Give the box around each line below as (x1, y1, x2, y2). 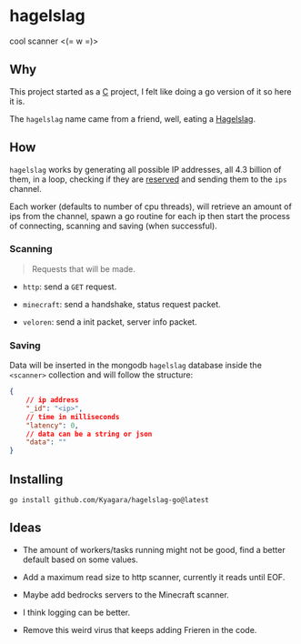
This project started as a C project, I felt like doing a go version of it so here (9, 86, 292, 96)
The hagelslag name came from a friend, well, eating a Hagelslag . (9, 113, 256, 124)
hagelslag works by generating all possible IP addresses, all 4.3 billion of (9, 164, 282, 175)
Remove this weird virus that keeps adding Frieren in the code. (22, 624, 257, 635)
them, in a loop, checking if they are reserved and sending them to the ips (9, 174, 287, 185)
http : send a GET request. (22, 281, 117, 292)
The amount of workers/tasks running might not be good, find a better (22, 544, 286, 555)
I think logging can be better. (22, 607, 131, 618)
